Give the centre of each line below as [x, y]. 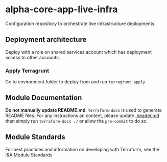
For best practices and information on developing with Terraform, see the [82, 149]
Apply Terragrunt [27, 71]
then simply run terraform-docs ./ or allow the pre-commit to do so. [77, 121]
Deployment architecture [46, 40]
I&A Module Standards [29, 155]
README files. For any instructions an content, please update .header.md [82, 115]
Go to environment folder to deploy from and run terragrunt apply [75, 82]
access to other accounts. [33, 57]
